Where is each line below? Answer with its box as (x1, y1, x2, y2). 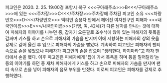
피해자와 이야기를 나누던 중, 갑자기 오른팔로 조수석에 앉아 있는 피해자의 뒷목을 (10, 29, 161, 35)
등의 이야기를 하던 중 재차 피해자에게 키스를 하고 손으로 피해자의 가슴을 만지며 (5, 60, 156, 66)
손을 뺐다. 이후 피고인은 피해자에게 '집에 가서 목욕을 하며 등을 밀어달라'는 (18, 54, 160, 60)
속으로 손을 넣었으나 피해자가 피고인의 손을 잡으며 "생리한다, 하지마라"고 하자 (5, 48, 155, 54)
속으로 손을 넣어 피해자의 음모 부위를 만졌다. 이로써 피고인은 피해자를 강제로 (10, 67, 157, 72)
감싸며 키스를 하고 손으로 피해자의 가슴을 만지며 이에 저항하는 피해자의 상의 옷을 (5, 35, 160, 41)
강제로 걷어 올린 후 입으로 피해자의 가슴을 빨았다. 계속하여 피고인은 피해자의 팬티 (5, 42, 161, 47)
